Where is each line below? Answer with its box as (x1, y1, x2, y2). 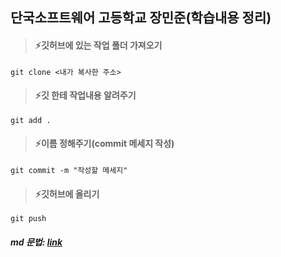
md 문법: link (10, 236, 63, 248)
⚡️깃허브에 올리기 (34, 188, 100, 200)
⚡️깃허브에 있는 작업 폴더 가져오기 (34, 39, 163, 51)
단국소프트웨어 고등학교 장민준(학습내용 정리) (10, 9, 272, 27)
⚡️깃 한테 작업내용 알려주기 (34, 89, 137, 102)
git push (10, 214, 47, 224)
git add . (10, 115, 52, 125)
